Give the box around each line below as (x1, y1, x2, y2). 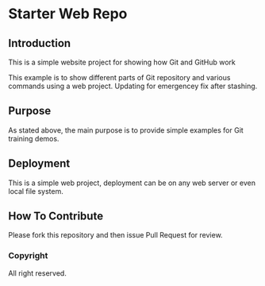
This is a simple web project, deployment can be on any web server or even (8, 178, 256, 187)
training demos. (8, 133, 60, 143)
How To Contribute (8, 210, 104, 223)
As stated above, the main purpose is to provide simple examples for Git (8, 125, 244, 135)
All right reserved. (8, 268, 67, 278)
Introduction (8, 37, 71, 50)
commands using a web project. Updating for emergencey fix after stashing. (8, 81, 258, 91)
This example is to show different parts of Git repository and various (8, 73, 231, 82)
